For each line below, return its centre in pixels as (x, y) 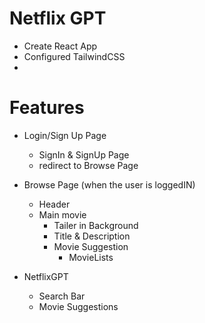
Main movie (62, 214)
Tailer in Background (96, 225)
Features (47, 108)
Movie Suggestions (78, 306)
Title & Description (92, 236)
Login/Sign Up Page (65, 135)
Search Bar (62, 296)
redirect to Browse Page (88, 165)
